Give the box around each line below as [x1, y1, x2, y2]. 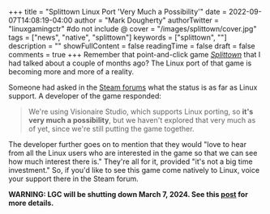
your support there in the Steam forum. [8, 174, 139, 183]
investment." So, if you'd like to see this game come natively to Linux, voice [8, 166, 260, 174]
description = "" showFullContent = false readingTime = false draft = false [8, 41, 255, 51]
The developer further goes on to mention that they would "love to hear [8, 140, 247, 149]
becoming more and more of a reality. [8, 67, 135, 76]
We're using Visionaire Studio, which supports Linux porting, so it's [28, 107, 254, 116]
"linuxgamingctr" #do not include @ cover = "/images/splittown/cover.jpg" [8, 24, 257, 33]
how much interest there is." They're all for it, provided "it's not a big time [8, 157, 253, 166]
